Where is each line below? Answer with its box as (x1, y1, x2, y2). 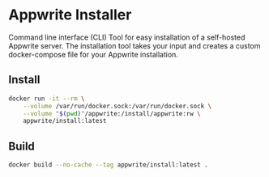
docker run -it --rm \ (8, 95, 85, 103)
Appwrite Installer (8, 6, 132, 24)
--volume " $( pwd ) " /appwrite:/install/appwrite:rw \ (23, 109, 201, 118)
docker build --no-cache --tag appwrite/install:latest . (8, 161, 208, 169)
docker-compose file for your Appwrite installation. (8, 49, 178, 59)
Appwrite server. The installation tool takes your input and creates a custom (8, 40, 261, 50)
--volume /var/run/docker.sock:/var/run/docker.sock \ (23, 102, 212, 110)
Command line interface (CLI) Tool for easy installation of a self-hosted (8, 32, 246, 42)
